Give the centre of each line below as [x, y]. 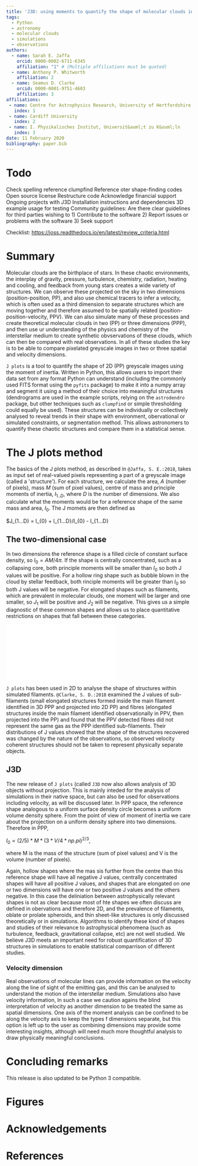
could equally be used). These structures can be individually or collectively [97, 410]
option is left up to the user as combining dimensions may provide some [93, 1025]
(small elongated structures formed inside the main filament [102, 701]
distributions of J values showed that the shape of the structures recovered [98, 732]
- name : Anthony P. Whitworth [48, 72]
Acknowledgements [57, 1129]
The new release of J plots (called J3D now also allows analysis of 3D [91, 784]
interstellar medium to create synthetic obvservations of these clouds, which [99, 336]
